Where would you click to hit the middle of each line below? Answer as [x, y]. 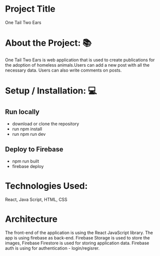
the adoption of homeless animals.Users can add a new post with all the [77, 65]
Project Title [30, 9]
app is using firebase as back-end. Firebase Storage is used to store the [78, 238]
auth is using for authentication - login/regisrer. [52, 248]
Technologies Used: [46, 186]
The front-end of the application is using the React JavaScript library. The [79, 233]
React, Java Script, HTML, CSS [36, 199]
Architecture [31, 219]
